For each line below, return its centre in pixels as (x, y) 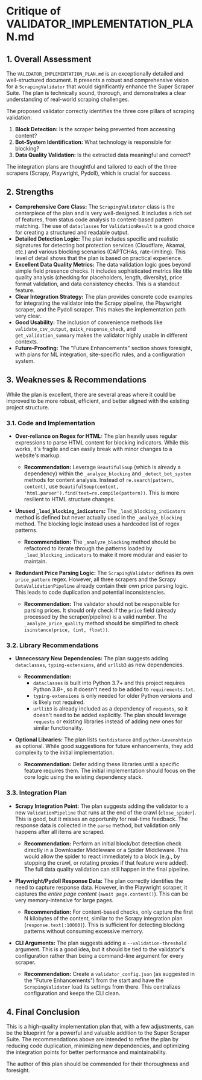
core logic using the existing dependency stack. (84, 777)
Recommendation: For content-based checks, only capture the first (109, 912)
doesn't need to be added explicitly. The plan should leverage (110, 715)
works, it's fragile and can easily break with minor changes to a (93, 449)
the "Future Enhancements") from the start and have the (94, 980)
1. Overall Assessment (49, 59)
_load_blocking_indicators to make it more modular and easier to (106, 555)
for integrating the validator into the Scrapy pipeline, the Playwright (98, 303)
